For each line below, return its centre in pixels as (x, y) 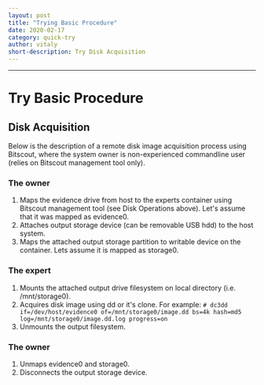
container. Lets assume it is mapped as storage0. (99, 250)
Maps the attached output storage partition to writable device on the (130, 242)
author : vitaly (33, 45)
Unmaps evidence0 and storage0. (74, 364)
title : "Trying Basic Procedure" (63, 23)
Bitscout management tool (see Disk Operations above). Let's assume (132, 208)
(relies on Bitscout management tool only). (77, 163)
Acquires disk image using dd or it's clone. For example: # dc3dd (123, 304)
